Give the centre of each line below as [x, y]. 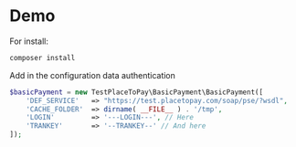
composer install [42, 58]
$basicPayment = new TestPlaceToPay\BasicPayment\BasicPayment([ [136, 92]
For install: [29, 41]
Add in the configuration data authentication [93, 75]
